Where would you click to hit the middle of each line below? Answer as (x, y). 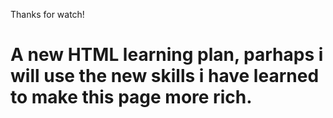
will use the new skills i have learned (165, 76)
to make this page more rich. (131, 97)
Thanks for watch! (47, 14)
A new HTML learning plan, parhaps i (167, 55)
